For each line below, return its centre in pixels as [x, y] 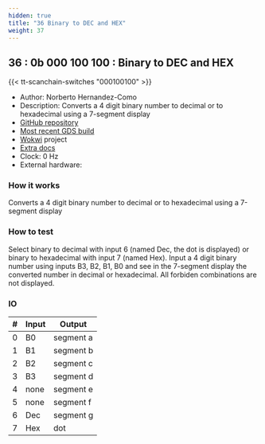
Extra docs [37, 148]
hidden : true [30, 16]
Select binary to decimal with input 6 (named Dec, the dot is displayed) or [129, 249]
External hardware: [51, 165]
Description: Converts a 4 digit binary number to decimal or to [121, 106]
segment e [73, 389]
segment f [72, 403]
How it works [34, 185]
